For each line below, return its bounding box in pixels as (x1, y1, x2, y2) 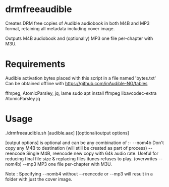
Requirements (5, 58, 66, 70)
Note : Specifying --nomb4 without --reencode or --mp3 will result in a (5, 170, 153, 177)
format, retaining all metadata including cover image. (5, 25, 115, 31)
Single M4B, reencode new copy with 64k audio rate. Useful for (26, 150, 159, 156)
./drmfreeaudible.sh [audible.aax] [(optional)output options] (5, 130, 130, 136)
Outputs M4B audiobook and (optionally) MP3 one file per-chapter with (5, 35, 153, 41)
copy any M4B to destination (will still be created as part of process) (5, 145, 147, 151)
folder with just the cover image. (5, 176, 73, 182)
